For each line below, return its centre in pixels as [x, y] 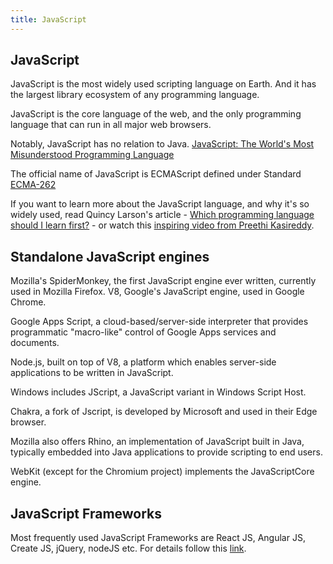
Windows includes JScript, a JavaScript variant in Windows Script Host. [158, 392]
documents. [35, 343]
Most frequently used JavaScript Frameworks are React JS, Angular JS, [158, 538]
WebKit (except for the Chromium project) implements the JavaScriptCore [162, 472]
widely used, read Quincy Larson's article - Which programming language [162, 215]
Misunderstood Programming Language [92, 155]
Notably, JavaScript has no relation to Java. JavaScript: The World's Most [162, 144]
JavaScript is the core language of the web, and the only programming [156, 114]
